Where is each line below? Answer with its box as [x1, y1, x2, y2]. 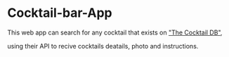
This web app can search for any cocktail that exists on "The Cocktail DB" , [7, 28, 223, 37]
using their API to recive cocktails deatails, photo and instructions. [7, 42, 199, 50]
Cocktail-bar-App [7, 5, 112, 21]
